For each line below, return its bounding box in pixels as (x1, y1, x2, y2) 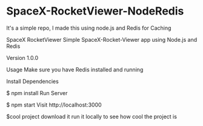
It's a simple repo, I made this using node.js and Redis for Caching (6, 24, 171, 31)
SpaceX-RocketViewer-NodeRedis (6, 4, 184, 18)
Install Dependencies (6, 78, 59, 85)
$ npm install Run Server (6, 89, 68, 96)
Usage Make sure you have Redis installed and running (6, 65, 144, 73)
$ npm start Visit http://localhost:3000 (6, 101, 102, 108)
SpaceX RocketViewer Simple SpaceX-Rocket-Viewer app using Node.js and (6, 36, 198, 43)
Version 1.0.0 (6, 54, 39, 61)
